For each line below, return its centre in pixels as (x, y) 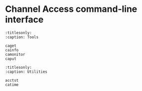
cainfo (12, 50)
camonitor (15, 54)
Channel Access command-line (71, 9)
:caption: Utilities (26, 72)
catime (12, 85)
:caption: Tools (22, 37)
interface (24, 20)
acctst (12, 80)
